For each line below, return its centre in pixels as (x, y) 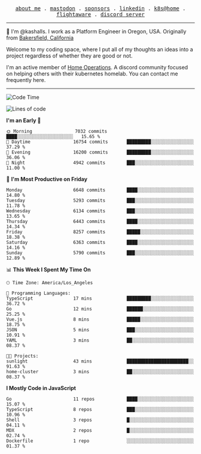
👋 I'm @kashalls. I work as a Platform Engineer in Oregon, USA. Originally (96, 31)
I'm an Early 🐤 (24, 120)
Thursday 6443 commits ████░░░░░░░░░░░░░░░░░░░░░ (100, 221)
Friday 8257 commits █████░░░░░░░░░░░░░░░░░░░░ (100, 232)
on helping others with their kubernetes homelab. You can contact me (92, 74)
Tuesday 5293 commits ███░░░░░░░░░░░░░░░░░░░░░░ (100, 200)
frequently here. (26, 80)
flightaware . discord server (100, 14)
